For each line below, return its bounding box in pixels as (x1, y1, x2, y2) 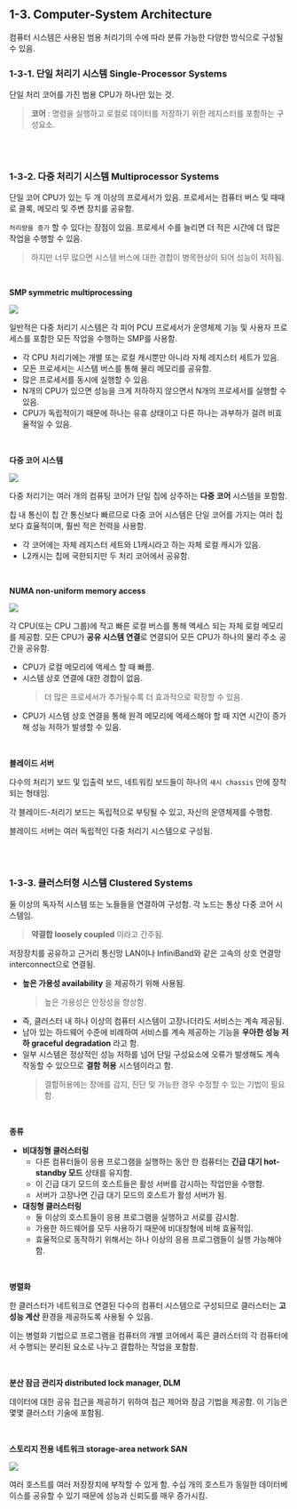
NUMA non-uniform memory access (9, 586, 146, 597)
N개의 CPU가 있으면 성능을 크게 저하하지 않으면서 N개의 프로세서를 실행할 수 (21, 386, 287, 397)
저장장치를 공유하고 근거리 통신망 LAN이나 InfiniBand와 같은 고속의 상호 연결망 (9, 947, 282, 959)
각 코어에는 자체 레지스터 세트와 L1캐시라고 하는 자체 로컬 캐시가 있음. (21, 540, 262, 550)
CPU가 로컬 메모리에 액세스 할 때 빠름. (21, 662, 155, 672)
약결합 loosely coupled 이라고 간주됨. (30, 928, 165, 939)
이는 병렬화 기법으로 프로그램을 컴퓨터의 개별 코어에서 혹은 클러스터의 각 (9, 1329, 258, 1341)
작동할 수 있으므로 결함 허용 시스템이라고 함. (21, 1060, 174, 1071)
